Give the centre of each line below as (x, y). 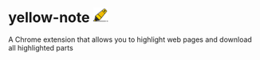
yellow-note (49, 18)
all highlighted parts (41, 47)
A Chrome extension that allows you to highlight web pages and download (130, 39)
